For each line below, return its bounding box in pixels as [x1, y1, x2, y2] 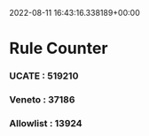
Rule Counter [9, 39, 108, 58]
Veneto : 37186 [9, 94, 75, 106]
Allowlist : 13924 [9, 117, 82, 129]
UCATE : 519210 [9, 70, 79, 82]
